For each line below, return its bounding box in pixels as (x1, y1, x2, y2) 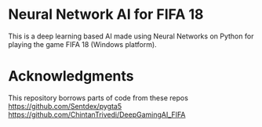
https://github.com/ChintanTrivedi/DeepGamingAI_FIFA (8, 110, 186, 119)
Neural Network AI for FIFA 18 (8, 5, 204, 24)
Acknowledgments (8, 67, 135, 85)
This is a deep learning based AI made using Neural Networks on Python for (8, 31, 254, 41)
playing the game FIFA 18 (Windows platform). (8, 39, 157, 49)
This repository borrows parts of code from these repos (8, 93, 188, 103)
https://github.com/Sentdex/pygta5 (8, 101, 122, 111)
